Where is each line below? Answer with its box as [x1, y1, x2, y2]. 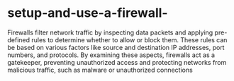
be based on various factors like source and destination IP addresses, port [7, 43, 225, 51]
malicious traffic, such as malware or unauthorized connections [7, 66, 193, 74]
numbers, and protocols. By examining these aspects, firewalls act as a [7, 51, 215, 59]
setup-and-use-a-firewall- [7, 5, 168, 21]
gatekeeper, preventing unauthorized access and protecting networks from [7, 58, 227, 66]
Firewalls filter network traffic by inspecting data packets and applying [7, 28, 213, 37]
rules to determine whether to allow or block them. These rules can [31, 35, 228, 44]
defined [7, 35, 30, 44]
